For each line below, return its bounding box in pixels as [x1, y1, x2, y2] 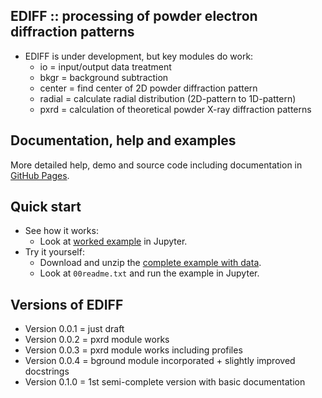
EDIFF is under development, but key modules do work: [24, 50, 254, 62]
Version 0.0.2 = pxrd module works [24, 334, 170, 346]
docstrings [24, 365, 70, 378]
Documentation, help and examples [10, 132, 237, 149]
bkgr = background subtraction [39, 71, 169, 83]
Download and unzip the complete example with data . [39, 257, 262, 269]
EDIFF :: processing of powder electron [10, 8, 258, 25]
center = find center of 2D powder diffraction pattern [39, 82, 258, 94]
